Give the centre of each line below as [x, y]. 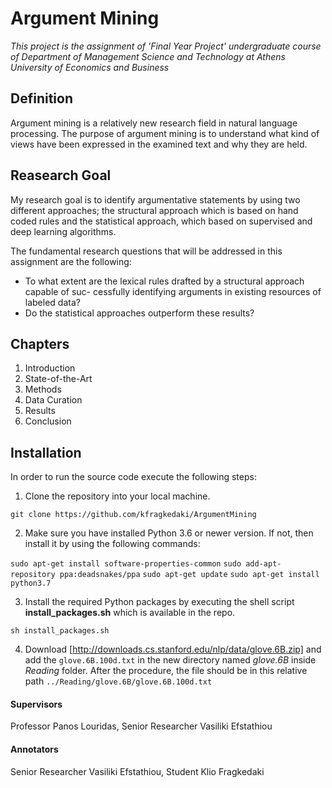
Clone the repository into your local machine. [117, 496]
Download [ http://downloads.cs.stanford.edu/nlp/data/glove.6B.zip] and [173, 649]
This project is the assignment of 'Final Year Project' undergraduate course [166, 46]
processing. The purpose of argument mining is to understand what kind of [165, 133]
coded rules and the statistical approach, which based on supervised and [161, 221]
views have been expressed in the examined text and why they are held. [159, 144]
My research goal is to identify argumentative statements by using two [155, 199]
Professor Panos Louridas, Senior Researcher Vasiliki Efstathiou [141, 726]
